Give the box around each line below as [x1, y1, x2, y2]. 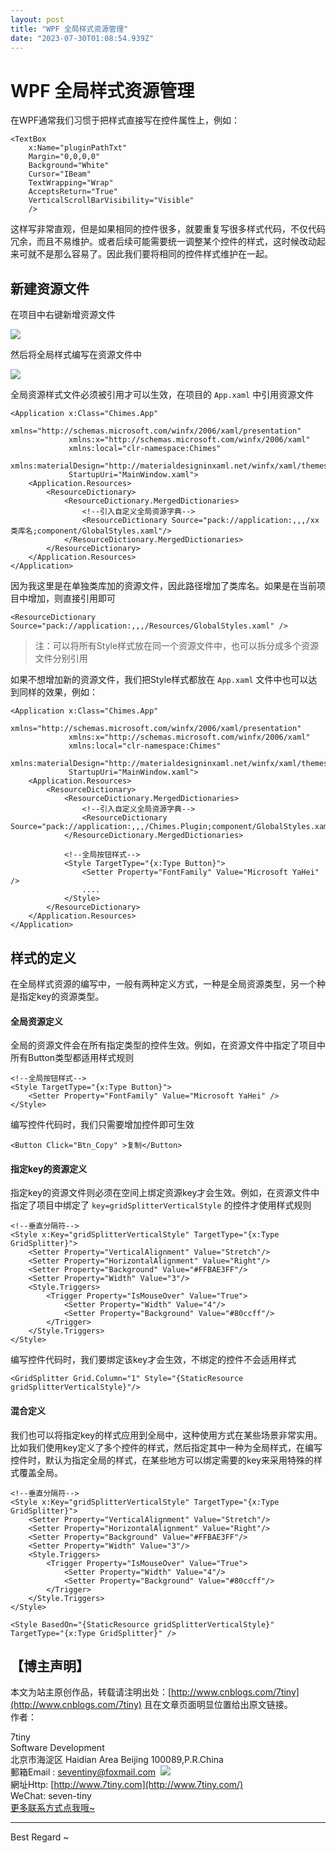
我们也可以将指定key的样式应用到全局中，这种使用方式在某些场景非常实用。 [10, 1429, 323, 1441]
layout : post [10, 14, 65, 25]
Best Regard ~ [10, 1831, 70, 1843]
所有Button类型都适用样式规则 [10, 1052, 135, 1064]
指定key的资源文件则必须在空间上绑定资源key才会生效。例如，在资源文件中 [10, 1187, 320, 1199]
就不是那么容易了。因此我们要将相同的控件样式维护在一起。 [27, 248, 273, 260]
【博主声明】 [10, 1657, 90, 1675]
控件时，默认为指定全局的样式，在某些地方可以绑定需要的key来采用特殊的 [10, 1454, 315, 1466]
